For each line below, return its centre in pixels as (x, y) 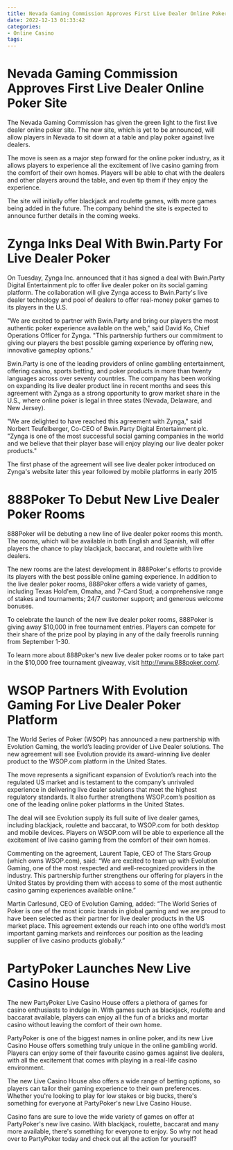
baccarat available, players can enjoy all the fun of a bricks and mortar (108, 1017)
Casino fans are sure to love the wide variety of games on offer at (101, 1116)
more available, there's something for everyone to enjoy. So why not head (113, 1131)
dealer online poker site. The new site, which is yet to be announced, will (111, 130)
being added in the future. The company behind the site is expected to (108, 208)
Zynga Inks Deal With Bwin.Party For (115, 244)
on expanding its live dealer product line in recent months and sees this (109, 386)
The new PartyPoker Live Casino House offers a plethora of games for (107, 1002)
